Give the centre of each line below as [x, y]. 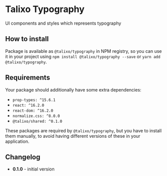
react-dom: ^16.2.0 [33, 111]
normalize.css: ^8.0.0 [36, 116]
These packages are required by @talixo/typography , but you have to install [83, 130]
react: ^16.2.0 [28, 105]
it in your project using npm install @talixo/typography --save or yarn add [83, 56]
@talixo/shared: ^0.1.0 [37, 121]
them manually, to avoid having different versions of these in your [73, 136]
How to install [27, 39]
